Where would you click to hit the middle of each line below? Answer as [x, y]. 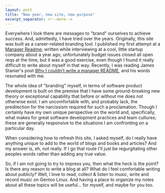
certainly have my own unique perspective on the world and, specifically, [80, 112]
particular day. [20, 128]
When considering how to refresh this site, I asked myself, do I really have [81, 138]
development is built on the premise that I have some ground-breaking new [82, 91]
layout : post [19, 10]
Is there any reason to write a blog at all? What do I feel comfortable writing [82, 169]
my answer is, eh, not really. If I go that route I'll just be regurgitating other [81, 149]
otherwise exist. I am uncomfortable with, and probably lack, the [71, 102]
